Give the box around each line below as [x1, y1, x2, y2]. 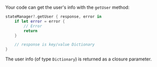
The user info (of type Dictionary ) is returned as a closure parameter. [5, 56, 152, 62]
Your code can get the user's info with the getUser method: [5, 5, 130, 10]
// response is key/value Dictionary [14, 42, 95, 47]
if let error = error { [14, 19, 65, 24]
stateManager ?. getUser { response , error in [5, 14, 102, 19]
